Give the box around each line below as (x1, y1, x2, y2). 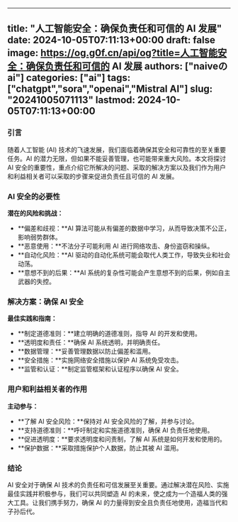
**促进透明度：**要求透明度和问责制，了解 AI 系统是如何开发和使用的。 (17, 435, 227, 443)
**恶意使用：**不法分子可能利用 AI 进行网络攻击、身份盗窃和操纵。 (17, 241, 214, 250)
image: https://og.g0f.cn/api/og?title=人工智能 (7, 47, 218, 59)
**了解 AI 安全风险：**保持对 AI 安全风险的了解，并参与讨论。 (17, 417, 198, 425)
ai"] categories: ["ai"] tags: (7, 72, 131, 84)
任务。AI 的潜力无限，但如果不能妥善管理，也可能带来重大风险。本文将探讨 (7, 154, 227, 163)
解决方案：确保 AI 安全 (7, 296, 84, 306)
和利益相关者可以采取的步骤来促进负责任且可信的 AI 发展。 (7, 172, 178, 180)
